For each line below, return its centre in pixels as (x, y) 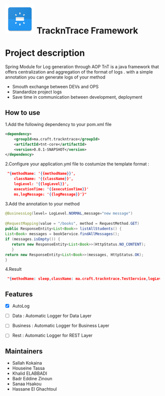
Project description (45, 53)
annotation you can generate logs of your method (55, 77)
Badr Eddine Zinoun (32, 379)
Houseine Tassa (28, 368)
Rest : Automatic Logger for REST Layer (52, 336)
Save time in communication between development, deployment (77, 97)
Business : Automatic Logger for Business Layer (61, 326)
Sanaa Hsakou (27, 384)
